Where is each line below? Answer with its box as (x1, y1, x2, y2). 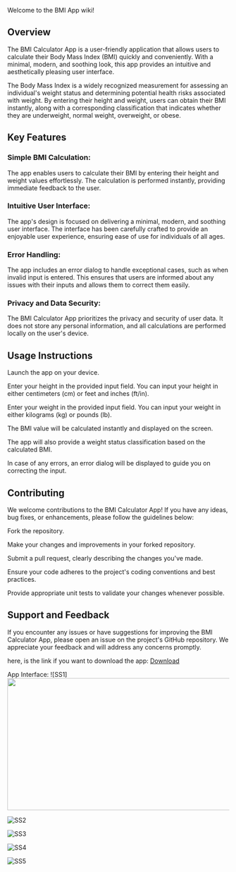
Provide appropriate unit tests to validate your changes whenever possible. (7, 589, 225, 597)
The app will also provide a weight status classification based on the (7, 438, 206, 447)
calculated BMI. (7, 445, 53, 454)
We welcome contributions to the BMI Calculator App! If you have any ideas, (7, 506, 228, 514)
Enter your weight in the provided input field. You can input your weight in (7, 403, 221, 411)
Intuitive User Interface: (7, 201, 91, 211)
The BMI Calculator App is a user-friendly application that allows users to (7, 45, 220, 54)
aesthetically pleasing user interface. (7, 67, 115, 76)
